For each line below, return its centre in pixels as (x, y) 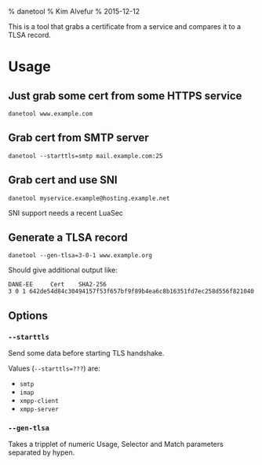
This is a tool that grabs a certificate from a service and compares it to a (125, 26)
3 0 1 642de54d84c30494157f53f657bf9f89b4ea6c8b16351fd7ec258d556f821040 (131, 292)
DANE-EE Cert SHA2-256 (58, 285)
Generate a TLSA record (68, 238)
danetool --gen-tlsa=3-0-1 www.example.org (80, 256)
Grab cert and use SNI (63, 180)
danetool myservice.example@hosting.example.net (89, 198)
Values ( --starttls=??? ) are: (54, 368)
